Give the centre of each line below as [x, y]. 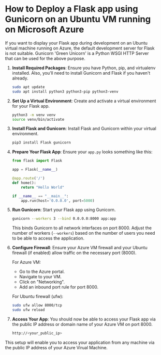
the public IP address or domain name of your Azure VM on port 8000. [82, 324]
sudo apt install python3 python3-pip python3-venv [65, 91]
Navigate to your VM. [40, 277]
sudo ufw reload [28, 310]
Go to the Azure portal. [42, 272]
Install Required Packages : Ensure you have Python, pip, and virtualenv [84, 68]
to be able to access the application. [48, 238]
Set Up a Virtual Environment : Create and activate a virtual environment [84, 101]
